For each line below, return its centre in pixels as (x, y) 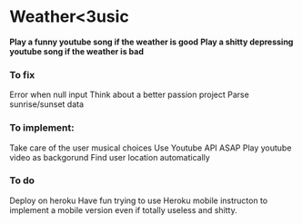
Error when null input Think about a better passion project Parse (130, 95)
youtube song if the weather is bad (76, 51)
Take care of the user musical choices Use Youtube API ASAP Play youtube (151, 148)
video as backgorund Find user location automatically (110, 157)
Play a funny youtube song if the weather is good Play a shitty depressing (151, 42)
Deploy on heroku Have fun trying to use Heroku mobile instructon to (139, 200)
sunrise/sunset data (47, 104)
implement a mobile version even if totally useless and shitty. (124, 209)
